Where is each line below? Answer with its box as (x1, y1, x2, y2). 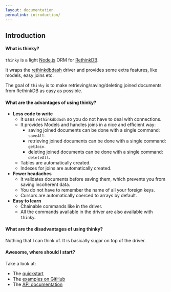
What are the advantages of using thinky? (5, 99, 96, 106)
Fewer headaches (12, 171, 52, 177)
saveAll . (28, 133, 46, 139)
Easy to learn (12, 198, 41, 204)
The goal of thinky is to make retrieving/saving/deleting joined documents (5, 82, 162, 89)
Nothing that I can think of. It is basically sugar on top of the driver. (5, 237, 146, 243)
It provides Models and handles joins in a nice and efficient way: (20, 121, 156, 128)
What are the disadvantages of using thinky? (5, 226, 103, 232)
